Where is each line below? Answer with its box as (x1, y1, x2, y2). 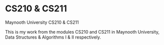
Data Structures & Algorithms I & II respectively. (5, 34, 101, 40)
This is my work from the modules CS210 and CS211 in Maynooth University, (5, 29, 160, 35)
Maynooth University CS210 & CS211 (5, 19, 79, 25)
